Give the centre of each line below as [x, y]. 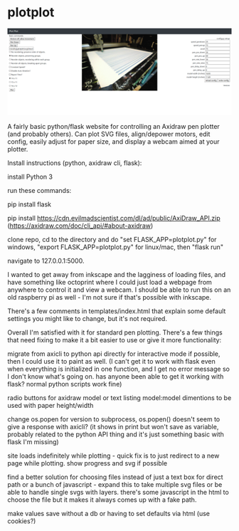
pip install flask [30, 204]
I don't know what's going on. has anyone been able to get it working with [116, 376]
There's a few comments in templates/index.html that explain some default [117, 311]
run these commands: [39, 190]
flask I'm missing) [33, 441]
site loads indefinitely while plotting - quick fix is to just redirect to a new [113, 456]
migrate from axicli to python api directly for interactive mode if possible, [114, 354]
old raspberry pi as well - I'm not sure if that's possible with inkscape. [110, 297]
